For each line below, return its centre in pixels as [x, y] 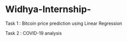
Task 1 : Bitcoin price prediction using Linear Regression [64, 23]
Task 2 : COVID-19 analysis [34, 33]
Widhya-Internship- [48, 9]
